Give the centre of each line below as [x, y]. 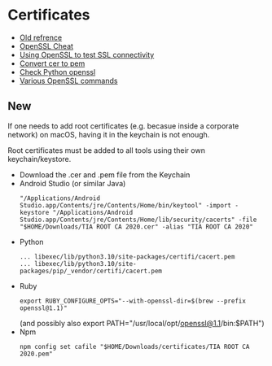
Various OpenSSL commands [68, 81]
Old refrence [41, 37]
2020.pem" [36, 354]
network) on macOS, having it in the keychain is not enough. [109, 134]
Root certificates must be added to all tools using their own [106, 150]
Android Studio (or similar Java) [72, 183]
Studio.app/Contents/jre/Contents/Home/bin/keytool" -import [125, 205]
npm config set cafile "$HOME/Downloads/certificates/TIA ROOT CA [134, 346]
